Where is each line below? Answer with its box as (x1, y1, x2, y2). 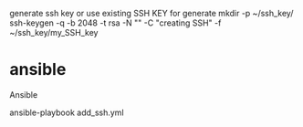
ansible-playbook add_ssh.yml (9, 107, 125, 118)
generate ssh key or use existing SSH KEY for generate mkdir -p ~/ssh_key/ (9, 8, 294, 18)
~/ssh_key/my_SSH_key (9, 27, 99, 37)
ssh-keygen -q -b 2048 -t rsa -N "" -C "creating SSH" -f (9, 17, 222, 28)
